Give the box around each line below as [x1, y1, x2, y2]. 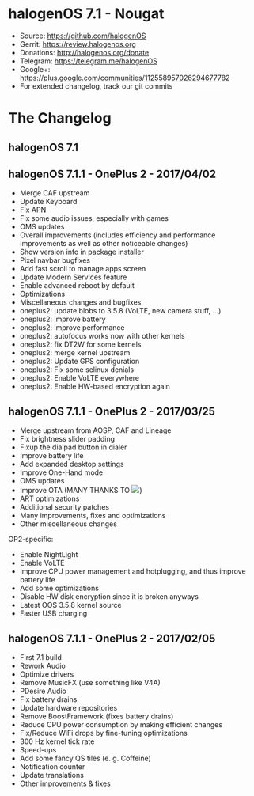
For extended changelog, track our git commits [19, 81, 173, 91]
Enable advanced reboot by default [19, 281, 135, 290]
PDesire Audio [19, 686, 67, 696]
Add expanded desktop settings [19, 460, 124, 469]
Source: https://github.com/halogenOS [19, 31, 146, 40]
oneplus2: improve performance [19, 323, 125, 332]
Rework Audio [19, 661, 66, 670]
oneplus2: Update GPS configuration [19, 357, 140, 366]
